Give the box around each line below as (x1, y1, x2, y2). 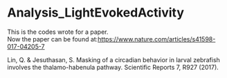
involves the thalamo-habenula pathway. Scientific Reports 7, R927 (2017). (7, 63, 219, 71)
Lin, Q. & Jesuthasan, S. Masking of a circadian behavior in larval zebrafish (7, 55, 220, 64)
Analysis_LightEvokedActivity (7, 5, 185, 21)
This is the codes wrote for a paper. (7, 28, 109, 36)
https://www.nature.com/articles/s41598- (98, 35, 216, 43)
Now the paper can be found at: (7, 35, 98, 43)
